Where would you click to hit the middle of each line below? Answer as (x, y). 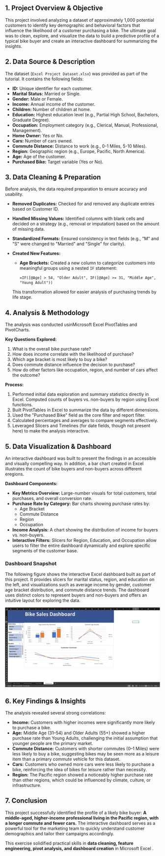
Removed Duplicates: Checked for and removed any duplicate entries (83, 204)
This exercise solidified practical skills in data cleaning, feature (69, 843)
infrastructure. (27, 785)
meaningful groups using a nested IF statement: (68, 268)
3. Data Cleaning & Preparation (53, 177)
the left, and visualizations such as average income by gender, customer (78, 585)
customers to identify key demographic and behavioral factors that (72, 25)
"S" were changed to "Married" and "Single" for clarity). (69, 244)
